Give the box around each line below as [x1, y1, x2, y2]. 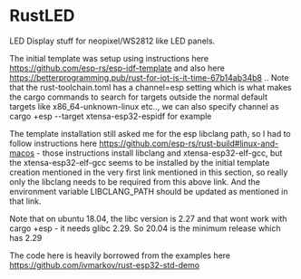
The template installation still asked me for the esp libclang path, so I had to [9, 128, 292, 139]
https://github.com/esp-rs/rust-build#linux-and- [99, 138, 279, 149]
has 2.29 [9, 232, 43, 243]
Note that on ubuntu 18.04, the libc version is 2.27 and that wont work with [9, 213, 287, 224]
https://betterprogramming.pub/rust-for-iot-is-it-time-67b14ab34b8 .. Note [9, 72, 289, 82]
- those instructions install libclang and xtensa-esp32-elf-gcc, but [35, 147, 283, 159]
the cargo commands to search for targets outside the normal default [9, 91, 268, 102]
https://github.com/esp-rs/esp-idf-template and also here [9, 63, 225, 73]
